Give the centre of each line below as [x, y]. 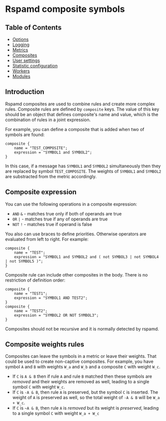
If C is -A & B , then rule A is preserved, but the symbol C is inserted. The [85, 392]
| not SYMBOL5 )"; [24, 261]
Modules [21, 76]
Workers [21, 71]
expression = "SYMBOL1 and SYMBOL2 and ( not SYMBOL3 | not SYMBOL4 [86, 257]
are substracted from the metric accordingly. [51, 176]
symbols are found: [25, 135]
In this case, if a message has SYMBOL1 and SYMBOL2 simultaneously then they [83, 166]
